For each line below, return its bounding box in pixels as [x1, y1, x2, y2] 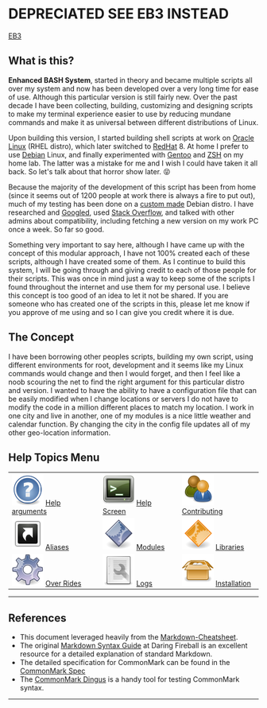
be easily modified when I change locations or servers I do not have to [8, 394, 238, 403]
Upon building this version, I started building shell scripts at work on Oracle [8, 133, 254, 142]
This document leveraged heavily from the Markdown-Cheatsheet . [19, 632, 238, 641]
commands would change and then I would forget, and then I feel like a [8, 368, 241, 378]
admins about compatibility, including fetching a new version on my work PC [8, 216, 259, 225]
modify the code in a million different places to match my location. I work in [8, 403, 254, 412]
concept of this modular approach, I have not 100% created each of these [8, 248, 250, 258]
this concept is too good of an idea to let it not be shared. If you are [8, 290, 229, 300]
